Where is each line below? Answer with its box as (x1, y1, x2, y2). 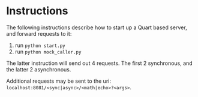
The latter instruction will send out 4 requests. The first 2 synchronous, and (6, 60, 193, 67)
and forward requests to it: (6, 30, 72, 37)
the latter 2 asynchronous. (6, 65, 71, 73)
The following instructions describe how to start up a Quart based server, (6, 24, 187, 31)
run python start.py (14, 42, 65, 49)
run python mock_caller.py (14, 48, 82, 55)
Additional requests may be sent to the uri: (6, 77, 111, 85)
